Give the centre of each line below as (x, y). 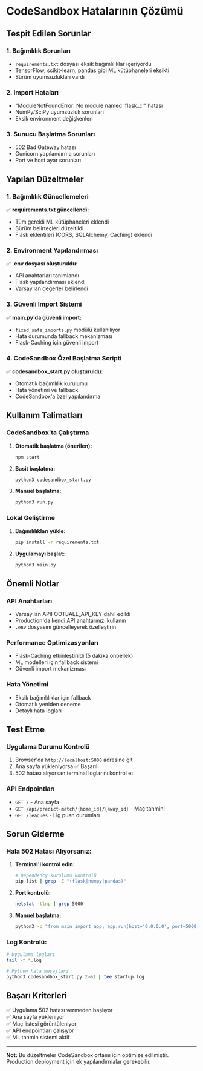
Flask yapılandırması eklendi (50, 282)
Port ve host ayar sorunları (48, 160)
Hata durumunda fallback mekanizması (64, 336)
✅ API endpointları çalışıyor (40, 1030)
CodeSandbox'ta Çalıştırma (48, 433)
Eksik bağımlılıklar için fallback (53, 697)
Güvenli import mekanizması (50, 669)
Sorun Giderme (35, 834)
